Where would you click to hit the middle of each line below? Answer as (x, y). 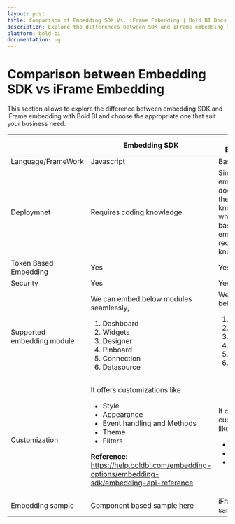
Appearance (123, 415)
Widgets (116, 332)
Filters (113, 441)
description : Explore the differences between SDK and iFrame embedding (115, 27)
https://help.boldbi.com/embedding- (151, 465)
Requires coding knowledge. (137, 212)
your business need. (37, 124)
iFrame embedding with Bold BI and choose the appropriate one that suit (112, 116)
